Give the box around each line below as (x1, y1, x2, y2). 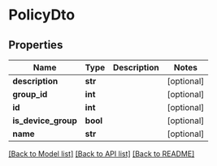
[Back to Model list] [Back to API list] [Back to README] (8, 149, 195, 159)
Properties (8, 38, 63, 52)
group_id (12, 89, 48, 100)
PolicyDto (8, 6, 76, 24)
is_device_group (12, 115, 77, 126)
